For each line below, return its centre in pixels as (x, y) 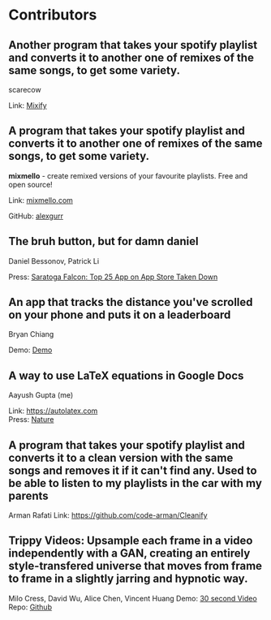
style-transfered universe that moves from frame (135, 566)
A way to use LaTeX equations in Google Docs (126, 375)
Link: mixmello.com (41, 200)
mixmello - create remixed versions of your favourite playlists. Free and (128, 175)
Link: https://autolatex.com (53, 411)
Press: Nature (31, 420)
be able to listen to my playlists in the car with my (135, 483)
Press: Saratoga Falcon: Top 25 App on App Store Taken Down (113, 277)
